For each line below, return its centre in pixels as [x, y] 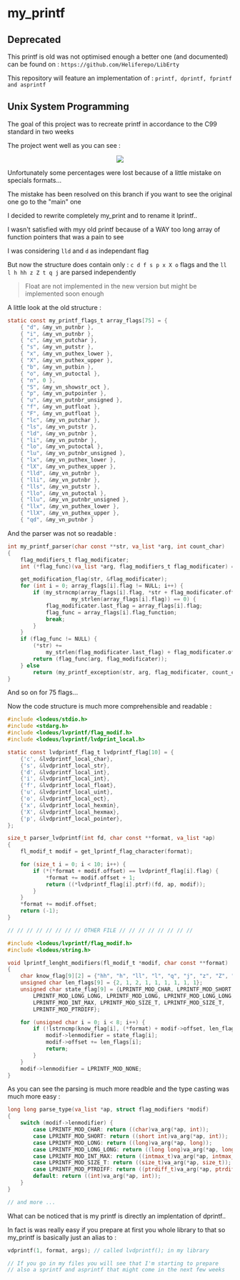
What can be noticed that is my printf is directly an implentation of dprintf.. [117, 1216]
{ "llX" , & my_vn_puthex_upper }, [70, 513]
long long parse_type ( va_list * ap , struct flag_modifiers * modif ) [108, 1110]
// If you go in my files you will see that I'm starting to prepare [113, 1263]
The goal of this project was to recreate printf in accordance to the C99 [112, 124]
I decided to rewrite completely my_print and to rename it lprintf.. [102, 215]
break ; [55, 619]
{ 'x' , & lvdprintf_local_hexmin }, [70, 805]
